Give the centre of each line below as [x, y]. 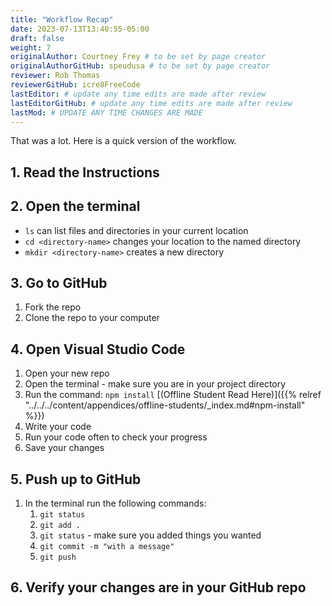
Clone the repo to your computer [92, 318]
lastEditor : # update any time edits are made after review [138, 94]
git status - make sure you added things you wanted [150, 535]
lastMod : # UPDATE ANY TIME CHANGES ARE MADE [106, 112]
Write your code [58, 427]
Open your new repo [67, 373]
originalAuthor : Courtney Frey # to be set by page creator [138, 57]
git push [58, 557]
